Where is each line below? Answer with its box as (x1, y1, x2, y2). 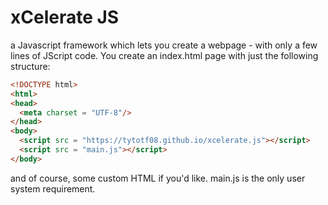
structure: (10, 60, 51, 72)
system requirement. (10, 182, 96, 195)
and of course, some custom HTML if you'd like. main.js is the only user (10, 172, 306, 184)
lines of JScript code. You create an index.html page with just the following (10, 49, 319, 61)
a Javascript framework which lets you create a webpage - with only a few (10, 39, 318, 51)
